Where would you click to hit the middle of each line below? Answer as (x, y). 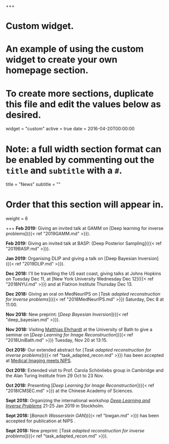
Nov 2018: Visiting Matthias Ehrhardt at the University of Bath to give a (79, 329)
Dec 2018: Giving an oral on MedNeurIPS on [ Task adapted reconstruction (83, 294)
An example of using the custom (75, 49)
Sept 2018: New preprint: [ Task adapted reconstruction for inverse (75, 431)
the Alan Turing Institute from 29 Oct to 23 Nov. (55, 376)
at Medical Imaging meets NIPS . (39, 361)
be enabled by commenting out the (80, 160)
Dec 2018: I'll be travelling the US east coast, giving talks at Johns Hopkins (83, 274)
